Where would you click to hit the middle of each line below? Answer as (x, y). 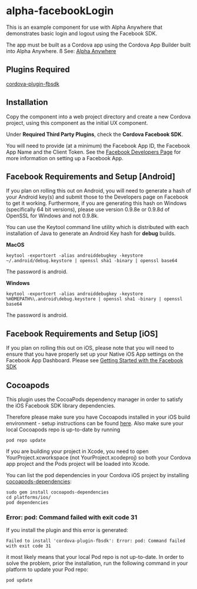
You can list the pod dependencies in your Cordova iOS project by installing (98, 475)
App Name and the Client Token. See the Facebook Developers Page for (94, 152)
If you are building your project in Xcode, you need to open (77, 451)
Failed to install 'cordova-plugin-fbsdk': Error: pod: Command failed (96, 541)
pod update (19, 580)
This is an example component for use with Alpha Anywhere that (84, 27)
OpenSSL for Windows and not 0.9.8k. (52, 216)
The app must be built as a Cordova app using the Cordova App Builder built (98, 45)
